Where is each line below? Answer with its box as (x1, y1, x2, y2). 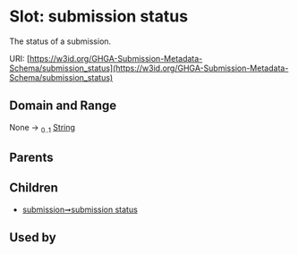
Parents (9, 149, 54, 165)
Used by (9, 230, 56, 245)
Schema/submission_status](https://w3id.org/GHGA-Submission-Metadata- (9, 63, 289, 73)
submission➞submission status (21, 204, 139, 215)
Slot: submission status (9, 6, 189, 27)
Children (9, 181, 58, 196)
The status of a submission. (9, 36, 112, 47)
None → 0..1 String (9, 122, 76, 135)
